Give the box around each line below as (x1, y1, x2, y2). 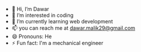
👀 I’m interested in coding (11, 12, 74, 19)
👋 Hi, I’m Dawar (11, 6, 49, 12)
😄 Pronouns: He (11, 33, 52, 40)
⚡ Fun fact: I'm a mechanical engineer (11, 40, 104, 46)
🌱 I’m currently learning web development (11, 18, 113, 25)
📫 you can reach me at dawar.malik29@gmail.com (11, 25, 136, 32)
